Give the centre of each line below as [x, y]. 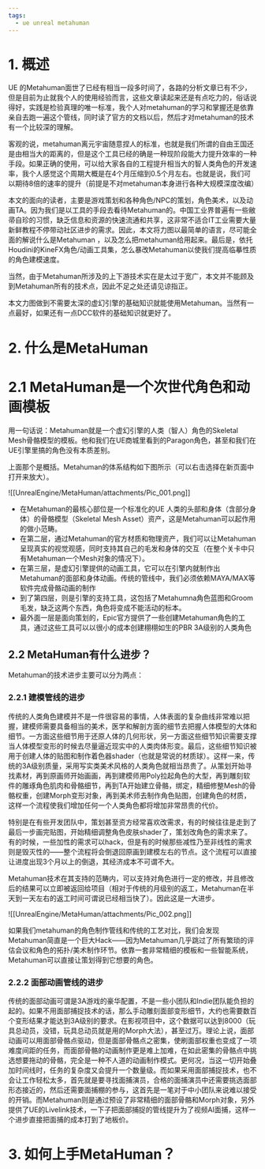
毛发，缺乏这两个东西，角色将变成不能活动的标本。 [103, 607]
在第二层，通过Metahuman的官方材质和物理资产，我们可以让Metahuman [138, 538]
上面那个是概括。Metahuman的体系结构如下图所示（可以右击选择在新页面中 [131, 466]
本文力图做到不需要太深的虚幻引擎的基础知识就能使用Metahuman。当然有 [128, 303]
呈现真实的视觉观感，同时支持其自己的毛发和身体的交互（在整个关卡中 [134, 548]
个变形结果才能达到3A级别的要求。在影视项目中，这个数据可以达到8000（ [129, 1020]
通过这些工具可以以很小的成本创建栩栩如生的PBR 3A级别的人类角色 [143, 627]
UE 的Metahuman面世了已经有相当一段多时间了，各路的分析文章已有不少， [130, 88]
